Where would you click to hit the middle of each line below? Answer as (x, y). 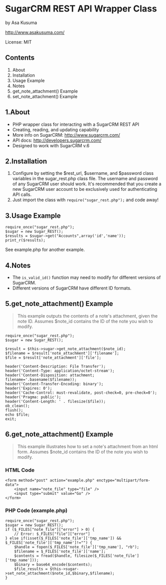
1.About (17, 112)
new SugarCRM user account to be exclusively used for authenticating (85, 189)
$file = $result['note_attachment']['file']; (53, 358)
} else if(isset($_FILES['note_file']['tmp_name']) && (63, 538)
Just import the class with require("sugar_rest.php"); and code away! (85, 200)
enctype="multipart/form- (123, 480)
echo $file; (17, 414)
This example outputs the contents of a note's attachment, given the (87, 316)
